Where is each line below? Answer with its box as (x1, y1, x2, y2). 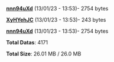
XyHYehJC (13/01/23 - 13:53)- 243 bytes (6, 16, 106, 23)
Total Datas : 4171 (6, 39, 48, 46)
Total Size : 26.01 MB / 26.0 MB (6, 50, 82, 57)
